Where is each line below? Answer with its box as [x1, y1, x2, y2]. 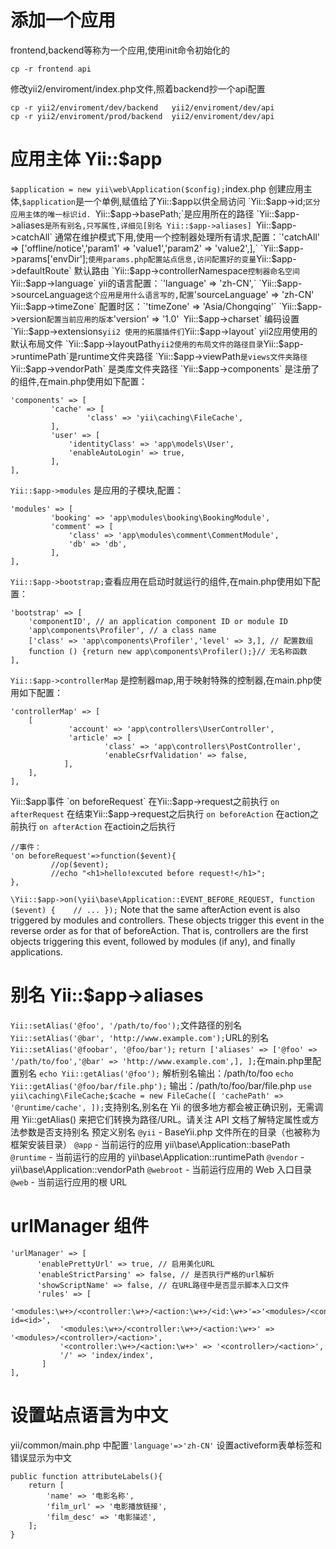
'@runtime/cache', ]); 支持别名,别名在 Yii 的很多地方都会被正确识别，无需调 [10, 1101, 324, 1113]
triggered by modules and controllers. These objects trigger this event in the [10, 914, 325, 926]
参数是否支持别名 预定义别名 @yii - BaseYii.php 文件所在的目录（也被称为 [18, 1126, 321, 1138]
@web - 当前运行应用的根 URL [10, 1176, 128, 1188]
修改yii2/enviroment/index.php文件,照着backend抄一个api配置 [10, 82, 266, 95]
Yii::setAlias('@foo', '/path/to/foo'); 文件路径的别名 [10, 1019, 243, 1031]
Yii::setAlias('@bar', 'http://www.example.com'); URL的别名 [10, 1031, 269, 1043]
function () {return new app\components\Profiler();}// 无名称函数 [28, 646, 308, 656]
